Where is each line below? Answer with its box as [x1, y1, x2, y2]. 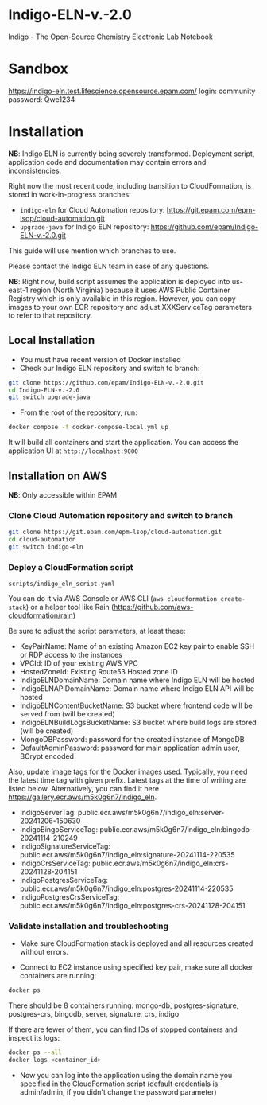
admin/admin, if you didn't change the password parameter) [19, 1087, 217, 1097]
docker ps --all [8, 1048, 62, 1056]
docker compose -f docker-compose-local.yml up [8, 424, 169, 431]
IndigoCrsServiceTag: [19, 858, 91, 869]
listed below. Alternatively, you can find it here [8, 784, 160, 794]
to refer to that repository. [8, 310, 93, 320]
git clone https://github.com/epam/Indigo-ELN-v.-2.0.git [8, 378, 204, 387]
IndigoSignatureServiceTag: [19, 841, 111, 851]
